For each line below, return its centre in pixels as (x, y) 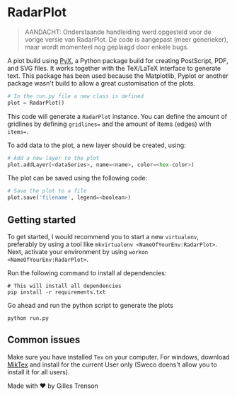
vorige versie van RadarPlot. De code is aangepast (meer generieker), (126, 39)
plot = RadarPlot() (36, 103)
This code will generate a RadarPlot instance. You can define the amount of (117, 116)
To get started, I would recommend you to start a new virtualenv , (103, 237)
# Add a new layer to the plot (53, 158)
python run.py (28, 318)
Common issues (44, 340)
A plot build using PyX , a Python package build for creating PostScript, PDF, (118, 60)
